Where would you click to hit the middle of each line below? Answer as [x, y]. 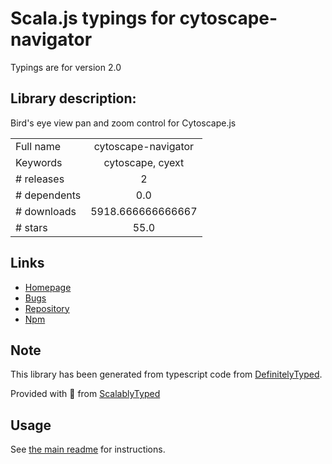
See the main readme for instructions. [88, 449]
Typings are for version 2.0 [66, 67]
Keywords [39, 162]
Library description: [73, 98]
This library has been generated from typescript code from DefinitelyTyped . [166, 374]
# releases [40, 179]
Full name [38, 146]
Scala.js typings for [93, 18]
